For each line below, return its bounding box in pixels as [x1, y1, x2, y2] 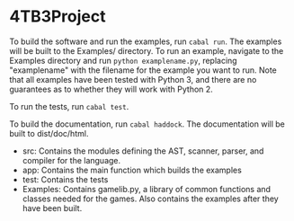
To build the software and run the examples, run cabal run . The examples [9, 36, 282, 47]
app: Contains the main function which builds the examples [22, 164, 243, 175]
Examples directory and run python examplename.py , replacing [9, 55, 237, 66]
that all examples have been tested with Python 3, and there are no [9, 74, 257, 84]
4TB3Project [9, 6, 106, 27]
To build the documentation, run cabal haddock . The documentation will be [9, 119, 285, 129]
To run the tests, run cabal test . [9, 101, 129, 111]
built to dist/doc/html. [9, 128, 89, 138]
